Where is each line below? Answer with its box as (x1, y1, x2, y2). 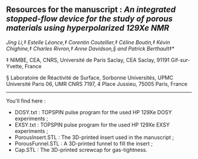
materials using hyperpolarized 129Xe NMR (6, 23, 170, 33)
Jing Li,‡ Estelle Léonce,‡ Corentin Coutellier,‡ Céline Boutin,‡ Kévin (6, 38, 170, 46)
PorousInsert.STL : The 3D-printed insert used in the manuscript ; (14, 134, 174, 141)
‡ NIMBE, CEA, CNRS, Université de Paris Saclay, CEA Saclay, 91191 (6, 56, 170, 64)
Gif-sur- (170, 56, 190, 64)
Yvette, (6, 62, 24, 69)
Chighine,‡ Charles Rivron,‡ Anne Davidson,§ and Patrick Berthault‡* (6, 45, 175, 52)
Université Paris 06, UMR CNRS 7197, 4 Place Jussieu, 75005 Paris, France (6, 80, 187, 87)
